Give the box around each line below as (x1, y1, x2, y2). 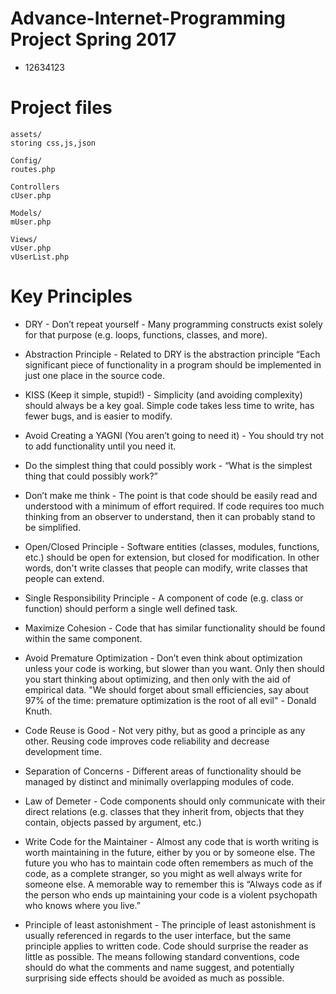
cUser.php (10, 190, 52, 201)
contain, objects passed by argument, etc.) (24, 816, 202, 828)
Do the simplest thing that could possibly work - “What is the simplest (24, 459, 313, 471)
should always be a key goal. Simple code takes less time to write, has (24, 399, 315, 411)
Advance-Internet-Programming (10, 7, 287, 30)
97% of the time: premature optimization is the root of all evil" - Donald (24, 694, 317, 706)
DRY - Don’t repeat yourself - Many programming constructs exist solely (24, 318, 323, 330)
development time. (24, 745, 103, 757)
